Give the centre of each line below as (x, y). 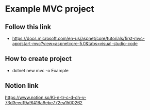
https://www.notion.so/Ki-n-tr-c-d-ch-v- (46, 97)
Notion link (22, 86)
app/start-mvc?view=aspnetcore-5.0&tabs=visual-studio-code (75, 44)
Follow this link (28, 27)
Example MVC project (50, 9)
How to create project (38, 59)
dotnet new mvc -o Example (40, 70)
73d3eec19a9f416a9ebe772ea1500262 (44, 102)
